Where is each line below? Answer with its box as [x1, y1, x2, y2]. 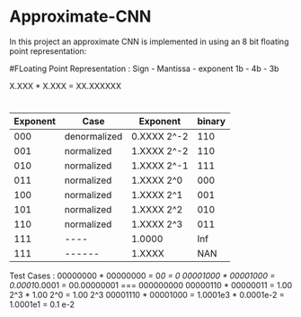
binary [197, 115, 226, 128]
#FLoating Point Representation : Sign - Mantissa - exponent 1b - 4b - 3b [9, 63, 279, 74]
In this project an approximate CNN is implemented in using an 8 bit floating [9, 36, 289, 47]
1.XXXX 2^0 [131, 174, 183, 186]
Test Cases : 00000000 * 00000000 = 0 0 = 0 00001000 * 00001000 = [9, 270, 276, 281]
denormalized [64, 131, 123, 143]
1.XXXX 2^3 [131, 218, 183, 231]
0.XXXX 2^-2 [131, 131, 189, 143]
